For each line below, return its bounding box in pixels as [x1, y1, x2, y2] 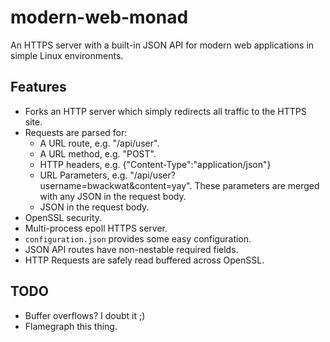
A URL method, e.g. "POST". [39, 147, 157, 160]
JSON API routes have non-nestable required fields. [24, 243, 239, 255]
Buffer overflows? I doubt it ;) [24, 309, 146, 321]
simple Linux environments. [10, 49, 124, 61]
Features [10, 79, 67, 96]
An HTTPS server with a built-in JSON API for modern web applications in [10, 39, 315, 51]
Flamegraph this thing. [24, 320, 118, 332]
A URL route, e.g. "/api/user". [39, 137, 160, 149]
